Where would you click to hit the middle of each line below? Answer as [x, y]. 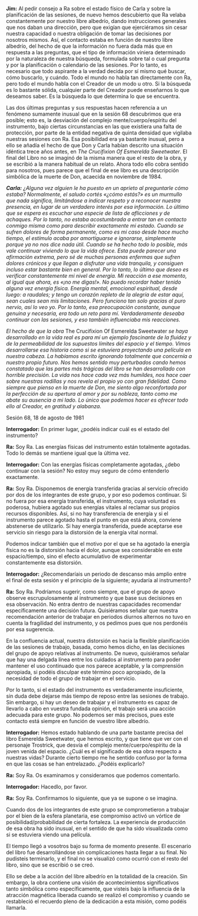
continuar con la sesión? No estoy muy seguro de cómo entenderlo [88, 471]
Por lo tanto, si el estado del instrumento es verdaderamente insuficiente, [95, 690]
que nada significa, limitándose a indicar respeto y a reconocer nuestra [93, 201]
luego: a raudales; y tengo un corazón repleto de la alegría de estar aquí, [95, 295]
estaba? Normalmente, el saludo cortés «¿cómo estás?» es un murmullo [94, 194]
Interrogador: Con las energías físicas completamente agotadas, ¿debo [93, 464]
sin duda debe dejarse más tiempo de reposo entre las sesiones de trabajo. [98, 696]
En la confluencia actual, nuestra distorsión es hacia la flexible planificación [98, 641]
